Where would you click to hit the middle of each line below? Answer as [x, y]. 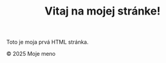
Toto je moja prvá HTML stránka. [48, 42]
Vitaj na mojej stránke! [103, 11]
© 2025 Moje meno [31, 54]
